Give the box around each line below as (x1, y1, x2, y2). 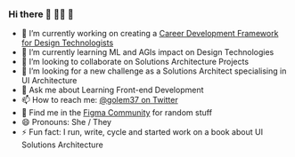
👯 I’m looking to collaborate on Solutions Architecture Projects (20, 57, 250, 67)
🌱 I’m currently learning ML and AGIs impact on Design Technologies (20, 47, 275, 58)
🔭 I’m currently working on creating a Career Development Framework (20, 28, 279, 39)
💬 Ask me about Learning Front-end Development (20, 84, 204, 96)
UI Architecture (20, 75, 78, 86)
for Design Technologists (20, 37, 114, 48)
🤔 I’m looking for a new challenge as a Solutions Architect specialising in (20, 66, 287, 76)
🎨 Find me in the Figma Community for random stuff (20, 107, 213, 118)
